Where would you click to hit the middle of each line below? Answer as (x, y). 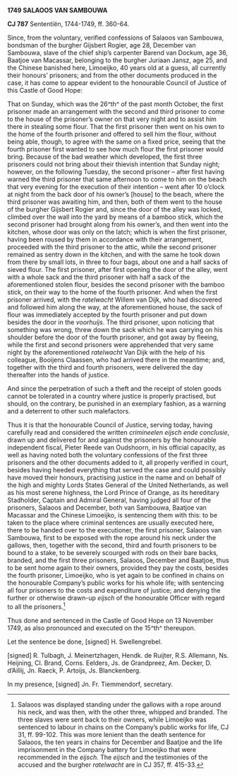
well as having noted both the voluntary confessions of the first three (108, 455)
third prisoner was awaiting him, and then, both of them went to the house (115, 202)
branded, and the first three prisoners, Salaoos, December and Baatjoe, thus (118, 560)
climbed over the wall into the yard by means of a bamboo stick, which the (115, 217)
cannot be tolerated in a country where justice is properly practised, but (112, 396)
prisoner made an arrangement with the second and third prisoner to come (116, 112)
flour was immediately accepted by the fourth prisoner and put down (107, 315)
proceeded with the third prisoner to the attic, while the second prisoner (112, 247)
